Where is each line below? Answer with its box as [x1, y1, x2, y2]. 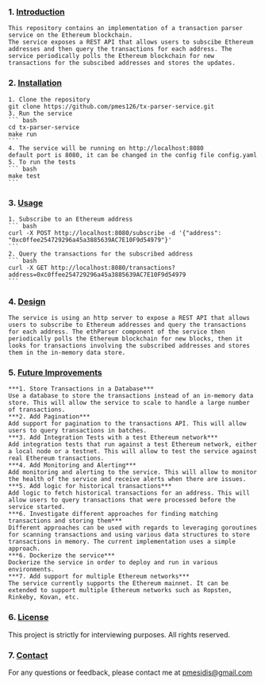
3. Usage [8, 197, 44, 208]
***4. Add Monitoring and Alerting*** [8, 461, 136, 470]
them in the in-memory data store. [8, 348, 126, 357]
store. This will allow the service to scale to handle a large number [8, 399, 250, 407]
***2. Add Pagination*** [8, 413, 90, 421]
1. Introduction [8, 6, 65, 17]
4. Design [8, 296, 46, 307]
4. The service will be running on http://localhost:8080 [8, 144, 204, 152]
